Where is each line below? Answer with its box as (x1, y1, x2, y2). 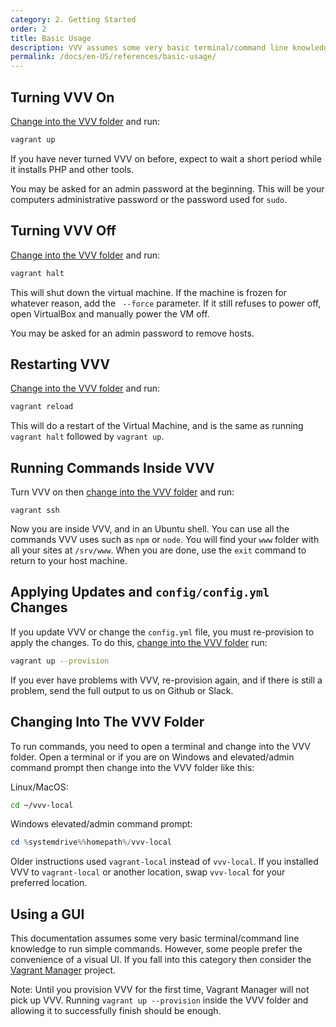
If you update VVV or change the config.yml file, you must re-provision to (10, 626, 315, 638)
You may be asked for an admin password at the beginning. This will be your (10, 182, 325, 195)
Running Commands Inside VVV (10, 459, 215, 476)
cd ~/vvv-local (10, 800, 74, 810)
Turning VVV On (10, 89, 115, 106)
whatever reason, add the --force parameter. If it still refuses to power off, (10, 297, 322, 309)
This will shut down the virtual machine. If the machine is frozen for (10, 286, 287, 298)
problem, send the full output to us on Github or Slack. (10, 684, 234, 696)
